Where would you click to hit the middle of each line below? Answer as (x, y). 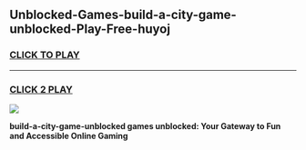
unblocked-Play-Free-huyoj (90, 30)
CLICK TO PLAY (45, 55)
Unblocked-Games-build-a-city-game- (123, 15)
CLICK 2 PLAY (41, 89)
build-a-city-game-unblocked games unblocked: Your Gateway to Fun (145, 125)
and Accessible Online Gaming (69, 135)
